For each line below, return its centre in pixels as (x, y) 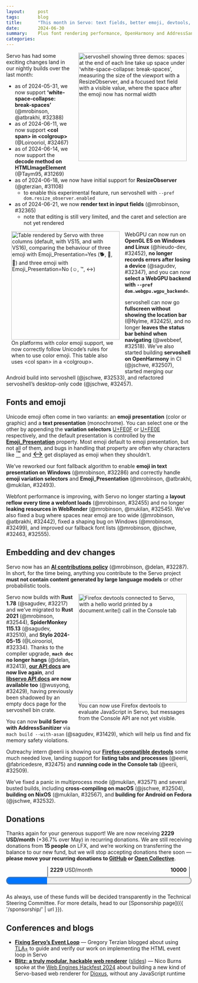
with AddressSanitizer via (38, 727)
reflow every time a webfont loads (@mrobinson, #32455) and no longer (95, 502)
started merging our (149, 371)
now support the (34, 155)
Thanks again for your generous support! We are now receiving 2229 (90, 834)
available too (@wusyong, (38, 685)
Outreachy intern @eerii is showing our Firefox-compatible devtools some (97, 752)
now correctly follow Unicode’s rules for (60, 349)
